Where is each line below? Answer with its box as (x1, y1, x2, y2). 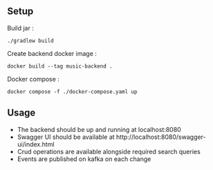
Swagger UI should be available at (17, 133, 115, 141)
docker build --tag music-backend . (7, 62, 113, 70)
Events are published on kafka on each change (17, 155, 151, 163)
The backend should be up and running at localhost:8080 (17, 125, 181, 133)
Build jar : (7, 23, 35, 32)
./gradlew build (7, 37, 54, 44)
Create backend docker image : (7, 49, 97, 57)
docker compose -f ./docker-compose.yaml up (7, 88, 138, 95)
